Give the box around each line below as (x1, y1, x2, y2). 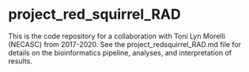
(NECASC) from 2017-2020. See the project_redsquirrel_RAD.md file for (8, 39, 242, 49)
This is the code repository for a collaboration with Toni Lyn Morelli (8, 31, 225, 41)
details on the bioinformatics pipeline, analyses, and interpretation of (8, 48, 232, 57)
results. (8, 56, 33, 66)
